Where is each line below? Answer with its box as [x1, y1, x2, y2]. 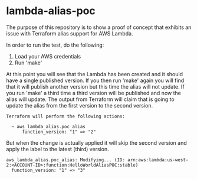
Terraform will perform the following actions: [6, 113, 126, 119]
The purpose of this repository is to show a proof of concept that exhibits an [6, 24, 192, 31]
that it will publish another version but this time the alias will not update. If [6, 83, 185, 90]
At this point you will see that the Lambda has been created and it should [6, 70, 183, 77]
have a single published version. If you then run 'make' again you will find [6, 77, 185, 84]
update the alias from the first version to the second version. [6, 102, 153, 109]
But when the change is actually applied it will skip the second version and [6, 139, 187, 146]
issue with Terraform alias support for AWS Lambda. [6, 30, 133, 37]
